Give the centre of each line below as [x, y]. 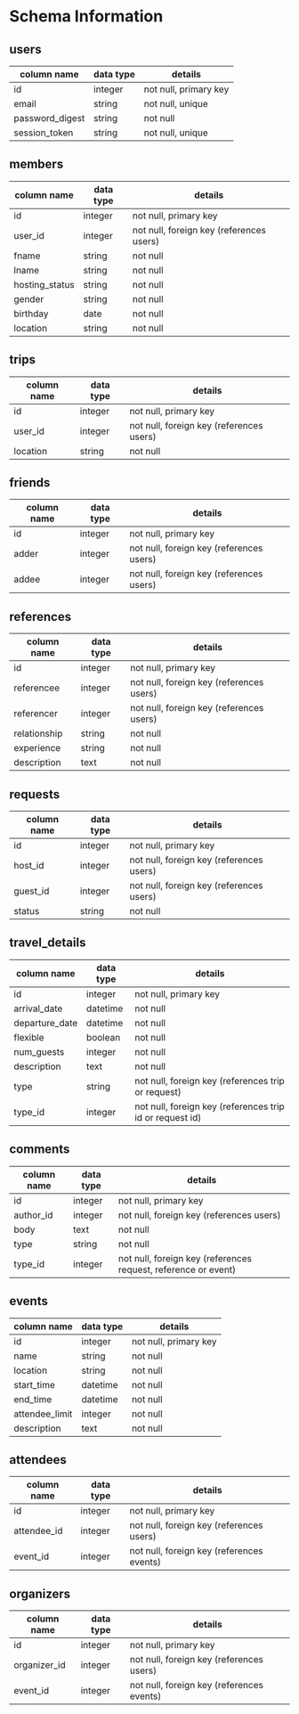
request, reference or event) [178, 1269]
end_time [33, 1399]
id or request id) [168, 1117]
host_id [29, 866]
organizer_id [40, 1665]
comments [40, 1150]
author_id [33, 1215]
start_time [34, 1384]
